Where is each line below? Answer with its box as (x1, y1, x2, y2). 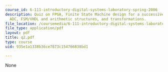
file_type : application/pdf (5, 26, 64, 31)
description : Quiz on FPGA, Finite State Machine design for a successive (5, 12, 164, 17)
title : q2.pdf (5, 35, 35, 40)
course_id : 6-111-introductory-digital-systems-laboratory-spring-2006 (5, 7, 157, 12)
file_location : (5, 21, 37, 26)
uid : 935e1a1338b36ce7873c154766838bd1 (5, 44, 88, 49)
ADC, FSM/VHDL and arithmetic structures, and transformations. (9, 16, 146, 21)
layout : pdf (5, 30, 30, 35)
